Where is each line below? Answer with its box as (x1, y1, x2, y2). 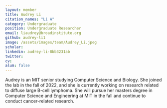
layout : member (5, 7, 37, 12)
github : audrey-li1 (5, 35, 46, 40)
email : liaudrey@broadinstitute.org (5, 30, 81, 35)
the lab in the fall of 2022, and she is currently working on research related (5, 82, 159, 88)
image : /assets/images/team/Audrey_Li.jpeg (5, 40, 97, 45)
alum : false (5, 63, 30, 68)
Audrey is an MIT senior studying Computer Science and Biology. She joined (5, 77, 162, 83)
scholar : (5, 44, 23, 49)
